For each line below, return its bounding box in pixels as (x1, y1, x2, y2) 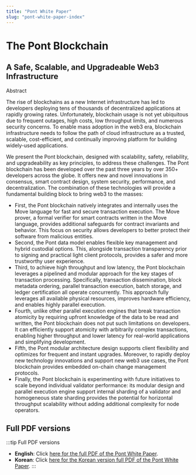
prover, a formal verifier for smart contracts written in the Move (14, 214, 167, 221)
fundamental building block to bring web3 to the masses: (6, 190, 143, 197)
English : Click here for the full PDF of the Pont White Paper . (14, 450, 159, 457)
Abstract (6, 87, 27, 94)
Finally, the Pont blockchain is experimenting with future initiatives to (14, 375, 180, 383)
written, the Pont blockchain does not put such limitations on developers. (14, 320, 191, 327)
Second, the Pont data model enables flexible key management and (14, 239, 178, 246)
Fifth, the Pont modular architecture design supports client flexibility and (14, 344, 189, 351)
